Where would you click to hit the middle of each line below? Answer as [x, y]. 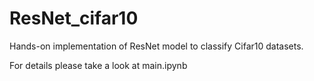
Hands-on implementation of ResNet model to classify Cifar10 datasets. [156, 46]
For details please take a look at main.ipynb [98, 65]
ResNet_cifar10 [74, 18]
